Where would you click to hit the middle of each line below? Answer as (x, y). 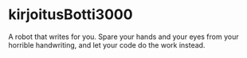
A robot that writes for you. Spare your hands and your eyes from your (123, 37)
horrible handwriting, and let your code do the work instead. (107, 44)
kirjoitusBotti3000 (71, 15)
